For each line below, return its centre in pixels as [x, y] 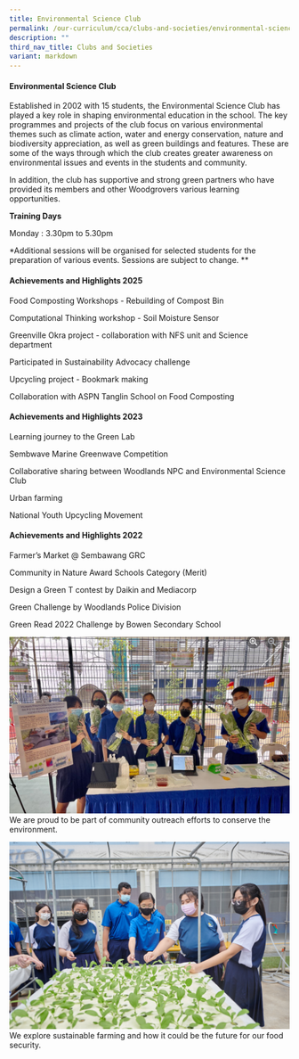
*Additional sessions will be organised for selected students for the [133, 250]
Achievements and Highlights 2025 [76, 280]
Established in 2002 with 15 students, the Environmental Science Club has [145, 106]
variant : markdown [43, 57]
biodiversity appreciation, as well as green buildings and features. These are [149, 144]
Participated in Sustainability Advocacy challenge [100, 362]
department [31, 344]
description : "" [39, 37]
